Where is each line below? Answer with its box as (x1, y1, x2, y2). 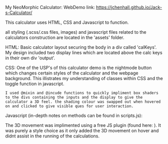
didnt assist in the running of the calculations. (5, 133, 100, 139)
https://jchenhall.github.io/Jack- (96, 5, 162, 10)
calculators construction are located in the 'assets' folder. (5, 35, 125, 40)
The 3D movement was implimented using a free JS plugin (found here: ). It (5, 122, 161, 128)
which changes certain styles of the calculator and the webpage (5, 70, 138, 76)
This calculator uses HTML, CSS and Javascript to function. (5, 20, 129, 25)
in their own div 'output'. (5, 55, 55, 61)
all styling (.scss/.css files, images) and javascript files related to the (5, 29, 147, 35)
